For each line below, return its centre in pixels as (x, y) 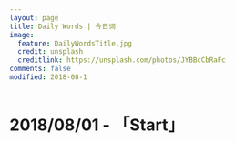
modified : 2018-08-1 (49, 77)
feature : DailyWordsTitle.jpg (75, 43)
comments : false (40, 69)
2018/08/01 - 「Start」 (97, 125)
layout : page (34, 18)
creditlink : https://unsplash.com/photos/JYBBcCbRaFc (122, 60)
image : (22, 35)
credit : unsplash (51, 52)
